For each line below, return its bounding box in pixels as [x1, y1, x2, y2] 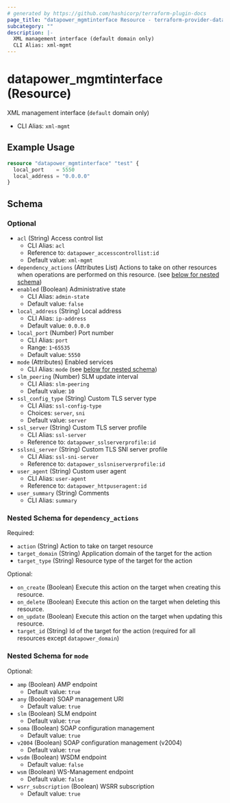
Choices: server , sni [27, 408, 86, 417]
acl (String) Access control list [16, 234, 103, 242]
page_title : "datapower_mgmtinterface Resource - [7, 16, 152, 23]
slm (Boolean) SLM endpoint [16, 709, 97, 717]
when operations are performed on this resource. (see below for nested [16, 270, 220, 278]
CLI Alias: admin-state [27, 292, 90, 300]
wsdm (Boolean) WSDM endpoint [16, 753, 107, 761]
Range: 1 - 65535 [27, 343, 71, 351]
